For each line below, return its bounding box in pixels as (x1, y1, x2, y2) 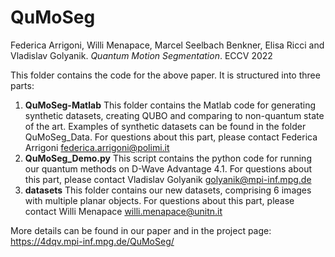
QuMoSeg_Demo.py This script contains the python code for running (24, 152, 312, 164)
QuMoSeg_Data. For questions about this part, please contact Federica (24, 131, 318, 143)
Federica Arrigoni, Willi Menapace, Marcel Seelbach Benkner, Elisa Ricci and (10, 39, 325, 51)
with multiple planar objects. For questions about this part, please (24, 194, 295, 206)
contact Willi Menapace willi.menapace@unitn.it (24, 205, 223, 217)
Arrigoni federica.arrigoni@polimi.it (24, 141, 170, 153)
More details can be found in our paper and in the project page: (10, 224, 272, 236)
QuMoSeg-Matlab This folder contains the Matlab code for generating (24, 99, 317, 111)
